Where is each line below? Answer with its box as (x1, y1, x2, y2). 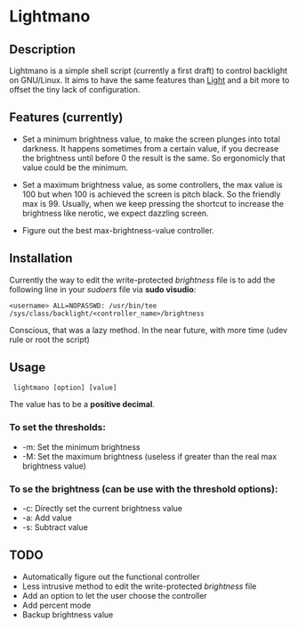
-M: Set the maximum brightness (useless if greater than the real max (21, 451, 278, 462)
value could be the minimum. (21, 162, 129, 173)
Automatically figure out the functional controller (21, 571, 200, 582)
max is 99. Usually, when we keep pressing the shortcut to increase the (21, 198, 285, 208)
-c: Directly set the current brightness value (21, 503, 182, 514)
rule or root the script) (9, 334, 91, 345)
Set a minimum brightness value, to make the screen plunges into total (21, 134, 280, 144)
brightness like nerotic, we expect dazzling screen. (21, 208, 209, 218)
